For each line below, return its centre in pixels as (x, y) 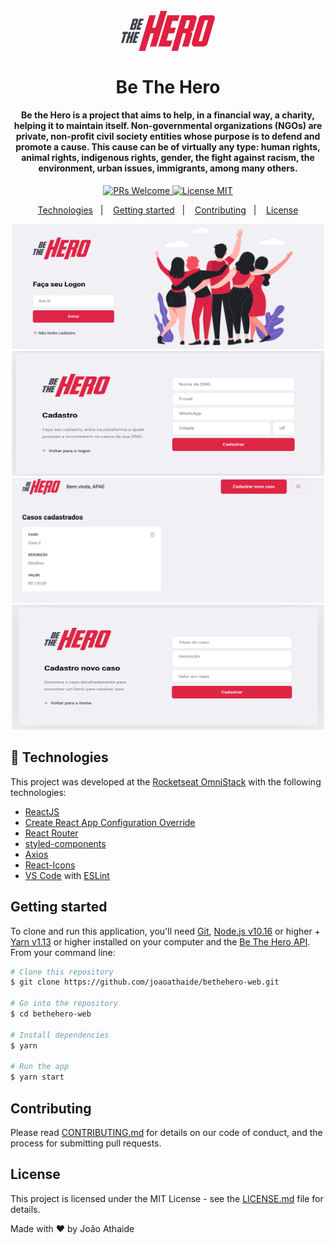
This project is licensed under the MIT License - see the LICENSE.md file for (167, 1198)
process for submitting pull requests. (86, 1143)
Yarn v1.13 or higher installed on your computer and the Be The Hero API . (160, 941)
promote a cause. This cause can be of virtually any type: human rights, (168, 147)
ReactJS (42, 811)
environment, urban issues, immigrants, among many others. (168, 168)
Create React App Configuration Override (110, 822)
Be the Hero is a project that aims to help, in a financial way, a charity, (168, 115)
